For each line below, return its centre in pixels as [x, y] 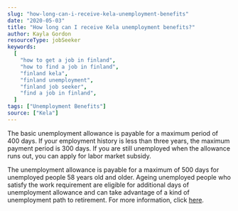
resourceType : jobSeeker [44, 40]
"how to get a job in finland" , [68, 60]
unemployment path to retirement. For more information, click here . [106, 200]
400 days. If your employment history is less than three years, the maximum [119, 141]
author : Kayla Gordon [39, 34]
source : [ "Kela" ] [33, 113]
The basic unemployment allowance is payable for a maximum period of [113, 133]
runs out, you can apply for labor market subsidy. [79, 156]
